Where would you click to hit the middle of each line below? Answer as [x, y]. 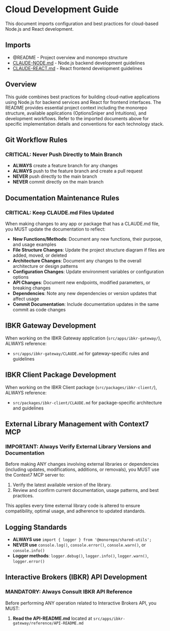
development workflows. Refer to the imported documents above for [77, 118]
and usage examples [34, 244]
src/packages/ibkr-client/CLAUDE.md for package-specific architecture [87, 402]
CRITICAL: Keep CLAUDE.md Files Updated [60, 212]
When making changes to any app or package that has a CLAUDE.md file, [82, 223]
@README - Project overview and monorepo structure [70, 57]
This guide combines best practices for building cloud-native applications [82, 97]
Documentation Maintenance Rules [62, 198]
